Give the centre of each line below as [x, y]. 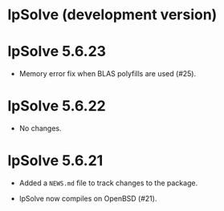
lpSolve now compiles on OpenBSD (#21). [88, 199]
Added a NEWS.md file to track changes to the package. [108, 183]
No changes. [40, 128]
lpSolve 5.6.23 [57, 52]
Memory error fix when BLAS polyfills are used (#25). [108, 74]
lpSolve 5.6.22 [57, 106]
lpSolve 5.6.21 [55, 161]
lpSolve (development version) [112, 15]
